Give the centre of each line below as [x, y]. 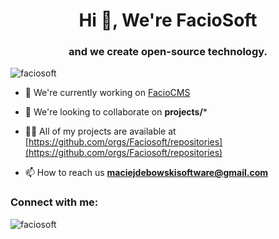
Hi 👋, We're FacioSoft [168, 20]
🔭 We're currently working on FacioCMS [107, 93]
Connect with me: [54, 202]
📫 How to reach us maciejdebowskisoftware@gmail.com [146, 173]
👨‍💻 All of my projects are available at [100, 131]
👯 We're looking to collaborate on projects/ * [116, 112]
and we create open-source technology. [168, 52]
